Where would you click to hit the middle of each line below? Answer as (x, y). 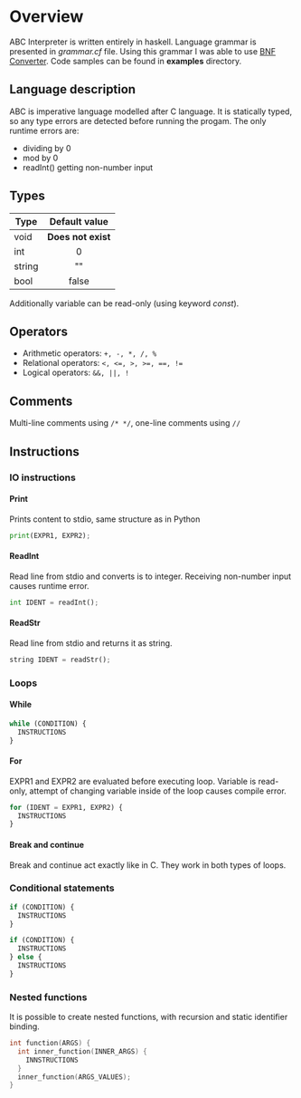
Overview (47, 17)
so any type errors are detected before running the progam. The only (138, 120)
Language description (73, 89)
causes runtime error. (49, 585)
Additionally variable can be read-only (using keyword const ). (124, 303)
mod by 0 (40, 158)
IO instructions (43, 477)
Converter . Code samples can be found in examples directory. (126, 61)
